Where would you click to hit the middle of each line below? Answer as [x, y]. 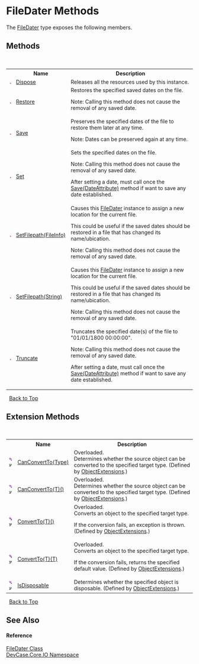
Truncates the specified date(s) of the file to [124, 331]
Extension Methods [43, 417]
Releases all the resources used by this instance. [130, 82]
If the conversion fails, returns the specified [127, 562]
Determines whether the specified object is [126, 582]
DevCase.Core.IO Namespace [43, 655]
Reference [19, 635]
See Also [23, 620]
